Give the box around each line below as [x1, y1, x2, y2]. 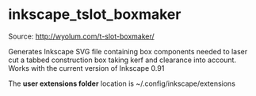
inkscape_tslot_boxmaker [8, 6, 181, 24]
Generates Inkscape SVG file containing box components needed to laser [8, 46, 248, 56]
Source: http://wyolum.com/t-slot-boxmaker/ [8, 31, 155, 41]
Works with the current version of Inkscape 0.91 [8, 63, 165, 72]
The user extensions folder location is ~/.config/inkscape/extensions [8, 79, 236, 88]
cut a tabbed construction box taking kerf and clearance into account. [8, 55, 236, 65]
